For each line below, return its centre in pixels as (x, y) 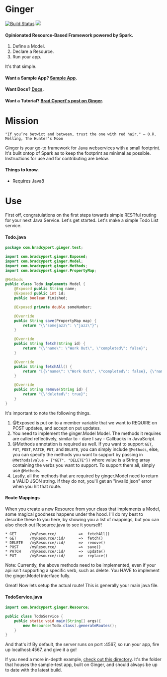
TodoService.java (24, 597)
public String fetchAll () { (43, 366)
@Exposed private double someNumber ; (53, 307)
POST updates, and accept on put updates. (56, 428)
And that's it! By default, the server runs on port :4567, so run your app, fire (82, 645)
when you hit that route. (37, 486)
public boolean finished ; (41, 298)
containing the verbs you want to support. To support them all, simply (83, 465)
